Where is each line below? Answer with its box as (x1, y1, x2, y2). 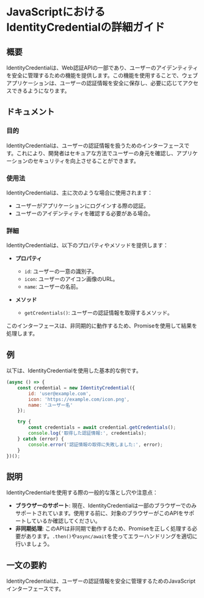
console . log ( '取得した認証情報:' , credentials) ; (28, 430, 147, 437)
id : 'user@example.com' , (28, 390, 92, 397)
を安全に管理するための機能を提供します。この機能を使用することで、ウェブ (6, 72, 199, 79)
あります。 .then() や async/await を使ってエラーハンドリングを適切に (26, 532, 198, 540)
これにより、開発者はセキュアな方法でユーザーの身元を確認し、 (16, 149, 177, 156)
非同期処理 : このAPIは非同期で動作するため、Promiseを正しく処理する (15, 525, 192, 532)
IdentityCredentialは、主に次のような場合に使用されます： (6, 189, 153, 196)
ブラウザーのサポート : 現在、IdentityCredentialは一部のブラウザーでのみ (15, 502, 197, 509)
